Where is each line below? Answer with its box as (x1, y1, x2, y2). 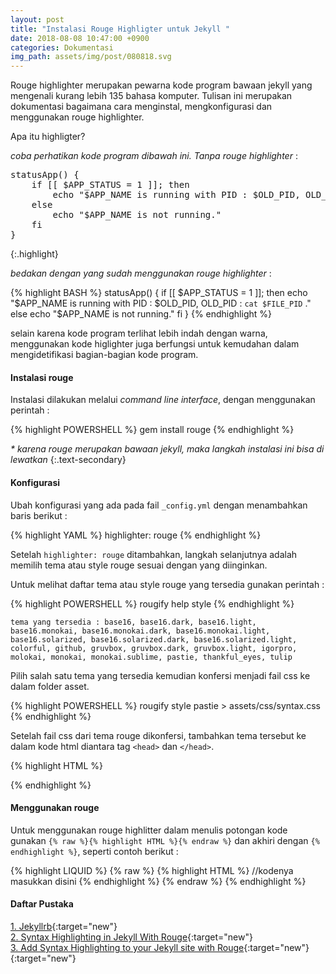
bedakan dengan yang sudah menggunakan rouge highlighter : (10, 267, 272, 280)
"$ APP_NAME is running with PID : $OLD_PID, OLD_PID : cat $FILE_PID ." (10, 297, 312, 310)
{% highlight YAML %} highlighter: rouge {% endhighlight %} (10, 529, 262, 541)
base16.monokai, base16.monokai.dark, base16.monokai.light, (10, 626, 271, 636)
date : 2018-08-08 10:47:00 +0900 (10, 33, 150, 43)
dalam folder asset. (10, 680, 90, 692)
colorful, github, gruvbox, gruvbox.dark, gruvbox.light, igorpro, (10, 643, 298, 653)
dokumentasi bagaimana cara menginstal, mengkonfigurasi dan (10, 101, 273, 113)
